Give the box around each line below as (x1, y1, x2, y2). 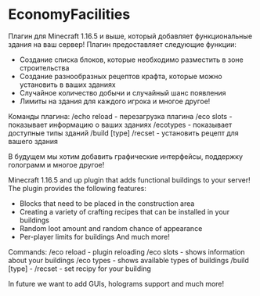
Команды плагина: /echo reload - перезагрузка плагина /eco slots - (8, 111, 233, 121)
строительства (19, 63, 70, 72)
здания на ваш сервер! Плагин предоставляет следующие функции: (8, 39, 237, 49)
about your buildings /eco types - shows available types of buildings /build (8, 255, 249, 265)
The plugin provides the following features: (8, 183, 146, 193)
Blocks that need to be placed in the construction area (19, 198, 195, 208)
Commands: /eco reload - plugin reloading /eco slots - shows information (8, 247, 245, 256)
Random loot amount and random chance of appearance (19, 223, 203, 233)
